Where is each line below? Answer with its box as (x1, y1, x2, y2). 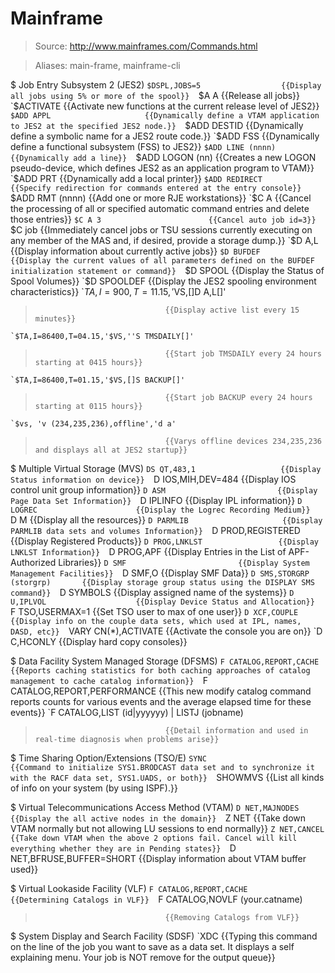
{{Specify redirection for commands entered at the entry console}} (10, 183, 302, 193)
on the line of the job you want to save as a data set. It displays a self (10, 940, 295, 952)
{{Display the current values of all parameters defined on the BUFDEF (10, 255, 315, 266)
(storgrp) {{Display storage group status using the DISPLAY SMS (10, 577, 315, 587)
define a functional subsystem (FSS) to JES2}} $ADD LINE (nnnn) (10, 140, 277, 152)
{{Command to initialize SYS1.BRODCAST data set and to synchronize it (10, 762, 315, 772)
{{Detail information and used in (164, 725, 309, 736)
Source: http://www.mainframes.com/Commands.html (34, 40, 258, 52)
